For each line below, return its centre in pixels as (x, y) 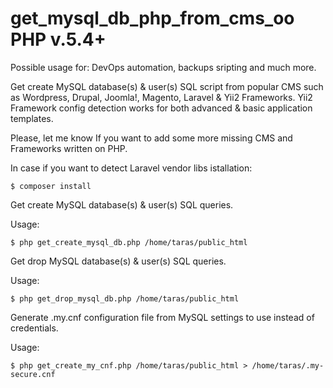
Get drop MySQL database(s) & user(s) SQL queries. (118, 261)
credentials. (34, 328)
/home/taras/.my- (288, 365)
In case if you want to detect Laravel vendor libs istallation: (131, 168)
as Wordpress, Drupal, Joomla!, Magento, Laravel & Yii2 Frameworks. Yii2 (161, 97)
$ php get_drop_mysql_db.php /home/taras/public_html (125, 298)
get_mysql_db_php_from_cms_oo (152, 18)
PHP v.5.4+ (58, 39)
